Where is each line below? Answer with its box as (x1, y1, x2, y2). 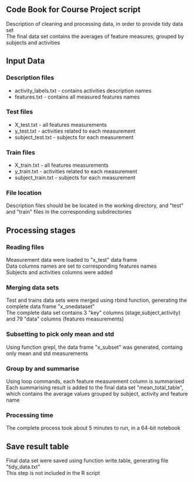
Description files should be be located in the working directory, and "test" (6, 202, 184, 209)
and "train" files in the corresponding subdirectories (6, 208, 132, 215)
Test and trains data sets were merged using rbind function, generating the (6, 296, 188, 304)
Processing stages (6, 225, 76, 235)
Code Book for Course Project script (6, 5, 141, 15)
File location (6, 189, 42, 197)
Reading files (6, 243, 45, 251)
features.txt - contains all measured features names (14, 93, 140, 100)
